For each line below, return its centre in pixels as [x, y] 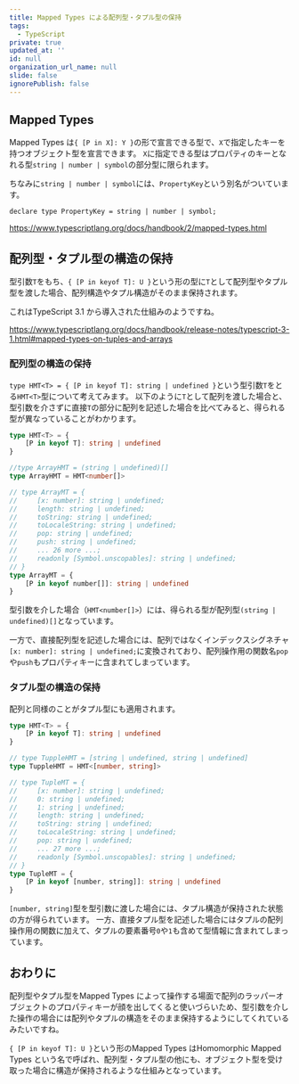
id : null [25, 59]
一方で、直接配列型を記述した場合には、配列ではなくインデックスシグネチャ [149, 640]
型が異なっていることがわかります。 [75, 418]
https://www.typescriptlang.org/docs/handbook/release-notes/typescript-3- [149, 330]
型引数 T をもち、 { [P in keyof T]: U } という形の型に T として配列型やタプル [149, 282]
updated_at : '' [37, 51]
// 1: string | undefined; [67, 808]
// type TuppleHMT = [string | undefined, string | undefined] [129, 759]
